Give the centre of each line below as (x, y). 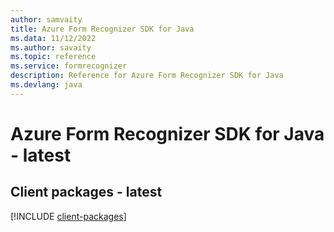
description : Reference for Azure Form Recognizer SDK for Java (147, 76)
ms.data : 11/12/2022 (53, 38)
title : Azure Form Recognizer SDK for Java (102, 29)
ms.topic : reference (53, 57)
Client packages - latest (86, 192)
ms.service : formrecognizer (69, 66)
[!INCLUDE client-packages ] (68, 216)
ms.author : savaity (51, 47)
